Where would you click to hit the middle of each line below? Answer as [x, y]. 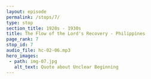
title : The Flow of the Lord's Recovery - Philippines [76, 34]
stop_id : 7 [20, 45]
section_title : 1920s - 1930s [44, 28]
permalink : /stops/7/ [33, 17]
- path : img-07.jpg [33, 61]
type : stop [20, 23]
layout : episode [26, 12]
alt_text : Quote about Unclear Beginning [66, 67]
